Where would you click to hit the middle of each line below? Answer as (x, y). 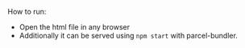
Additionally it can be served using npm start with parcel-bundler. (129, 36)
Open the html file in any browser (75, 27)
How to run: (27, 12)
